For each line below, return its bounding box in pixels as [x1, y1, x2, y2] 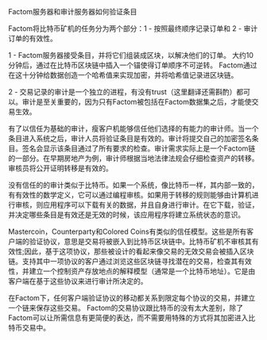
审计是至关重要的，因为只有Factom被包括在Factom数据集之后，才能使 [21, 97, 252, 106]
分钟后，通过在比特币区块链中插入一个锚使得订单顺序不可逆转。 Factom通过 [8, 60, 257, 70]
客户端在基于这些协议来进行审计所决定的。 [8, 277, 148, 285]
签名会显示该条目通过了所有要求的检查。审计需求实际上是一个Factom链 [21, 143, 256, 153]
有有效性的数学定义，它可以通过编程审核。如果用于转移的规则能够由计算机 [8, 190, 252, 200]
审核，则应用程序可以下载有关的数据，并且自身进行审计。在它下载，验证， [14, 201, 259, 209]
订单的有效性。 [8, 34, 57, 43]
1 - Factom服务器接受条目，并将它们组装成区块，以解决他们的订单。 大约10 [8, 51, 254, 59]
